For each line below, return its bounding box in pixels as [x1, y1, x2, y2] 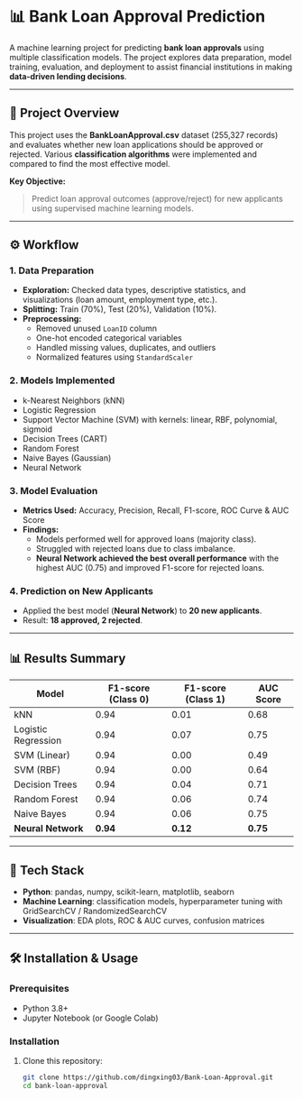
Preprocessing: [22, 314, 82, 325]
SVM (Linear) [14, 749, 70, 762]
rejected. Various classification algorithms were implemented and [9, 149, 257, 160]
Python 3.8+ [22, 1003, 69, 1013]
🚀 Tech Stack [9, 862, 85, 878]
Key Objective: [9, 176, 66, 187]
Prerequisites [9, 983, 69, 995]
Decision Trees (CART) [22, 433, 108, 444]
